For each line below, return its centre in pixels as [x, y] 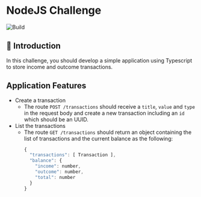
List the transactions [40, 126]
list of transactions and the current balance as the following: [98, 138]
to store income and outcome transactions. [60, 67]
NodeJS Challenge [54, 11]
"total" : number [55, 177]
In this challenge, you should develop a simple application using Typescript [99, 60]
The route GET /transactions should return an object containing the [108, 132]
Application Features [46, 86]
